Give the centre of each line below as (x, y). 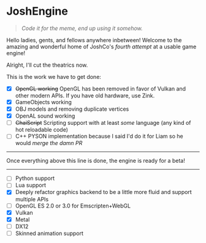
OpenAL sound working (45, 116)
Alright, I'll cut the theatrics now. (47, 65)
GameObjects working (44, 102)
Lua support (31, 185)
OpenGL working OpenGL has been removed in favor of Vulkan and (100, 88)
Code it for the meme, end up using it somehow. (82, 28)
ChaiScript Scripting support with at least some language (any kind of (103, 123)
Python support (35, 178)
